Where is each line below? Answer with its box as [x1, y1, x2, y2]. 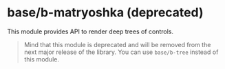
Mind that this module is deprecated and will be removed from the [23, 40, 211, 49]
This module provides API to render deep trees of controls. [7, 27, 174, 36]
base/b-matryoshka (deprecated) [7, 5, 204, 20]
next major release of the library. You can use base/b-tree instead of [23, 48, 219, 56]
